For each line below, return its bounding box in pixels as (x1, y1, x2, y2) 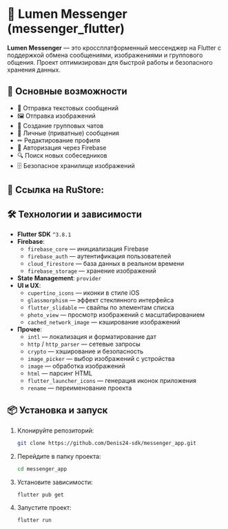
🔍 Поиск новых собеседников (17, 151, 107, 159)
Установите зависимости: (17, 478, 93, 486)
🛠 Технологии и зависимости (7, 208, 143, 220)
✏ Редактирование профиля (17, 136, 101, 144)
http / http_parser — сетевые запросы (27, 340, 141, 348)
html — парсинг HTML (27, 369, 93, 377)
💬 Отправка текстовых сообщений (17, 103, 119, 112)
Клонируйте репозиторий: (17, 426, 94, 435)
